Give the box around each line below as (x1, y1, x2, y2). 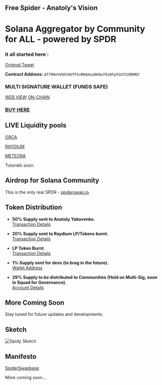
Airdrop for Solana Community (5, 176, 99, 185)
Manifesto (5, 352, 37, 360)
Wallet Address (12, 265, 43, 271)
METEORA (5, 153, 26, 159)
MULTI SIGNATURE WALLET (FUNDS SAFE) (5, 83, 108, 90)
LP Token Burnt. (12, 245, 45, 251)
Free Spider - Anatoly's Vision (5, 4, 98, 12)
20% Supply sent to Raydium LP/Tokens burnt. (12, 231, 109, 236)
